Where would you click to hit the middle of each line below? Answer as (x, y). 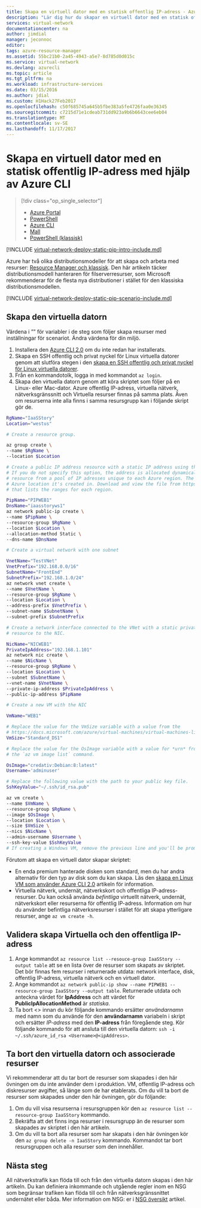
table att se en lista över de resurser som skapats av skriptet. (109, 965)
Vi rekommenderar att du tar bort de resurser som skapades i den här (92, 1078)
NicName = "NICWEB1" (29, 644)
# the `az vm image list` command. (51, 754)
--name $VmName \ (28, 804)
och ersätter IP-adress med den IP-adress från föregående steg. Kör (99, 1022)
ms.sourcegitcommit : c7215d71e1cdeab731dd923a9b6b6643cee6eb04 (87, 112)
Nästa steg (27, 1166)
